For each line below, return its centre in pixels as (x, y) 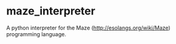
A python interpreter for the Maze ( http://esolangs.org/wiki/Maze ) (89, 28)
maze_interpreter (51, 11)
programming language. (36, 34)
